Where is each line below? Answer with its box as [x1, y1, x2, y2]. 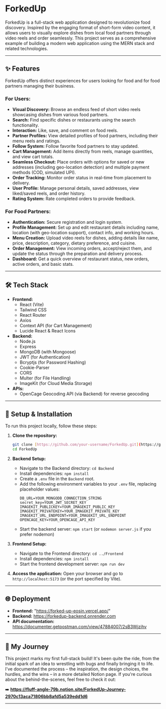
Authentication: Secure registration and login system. [12, 219, 123, 225]
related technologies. [5, 45, 48, 51]
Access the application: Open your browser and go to [12, 570, 124, 576]
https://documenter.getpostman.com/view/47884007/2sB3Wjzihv [12, 624, 147, 629]
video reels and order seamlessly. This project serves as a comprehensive [5, 35, 157, 41]
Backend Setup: [12, 456, 46, 461]
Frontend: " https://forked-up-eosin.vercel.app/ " [12, 608, 111, 614]
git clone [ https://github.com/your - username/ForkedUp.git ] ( [12, 442, 141, 447]
